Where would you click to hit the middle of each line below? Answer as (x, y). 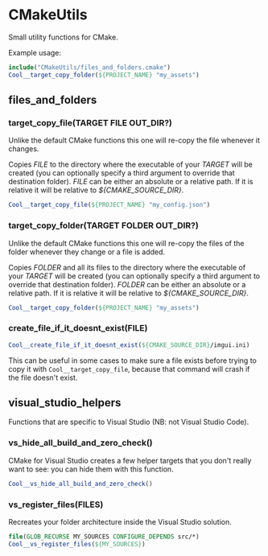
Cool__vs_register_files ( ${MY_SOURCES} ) (77, 544)
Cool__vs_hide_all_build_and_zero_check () (80, 484)
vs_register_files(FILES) (56, 505)
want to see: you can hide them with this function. (91, 469)
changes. (24, 149)
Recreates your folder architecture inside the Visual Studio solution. (120, 521)
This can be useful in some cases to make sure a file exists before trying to (133, 360)
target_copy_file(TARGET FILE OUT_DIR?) (91, 123)
